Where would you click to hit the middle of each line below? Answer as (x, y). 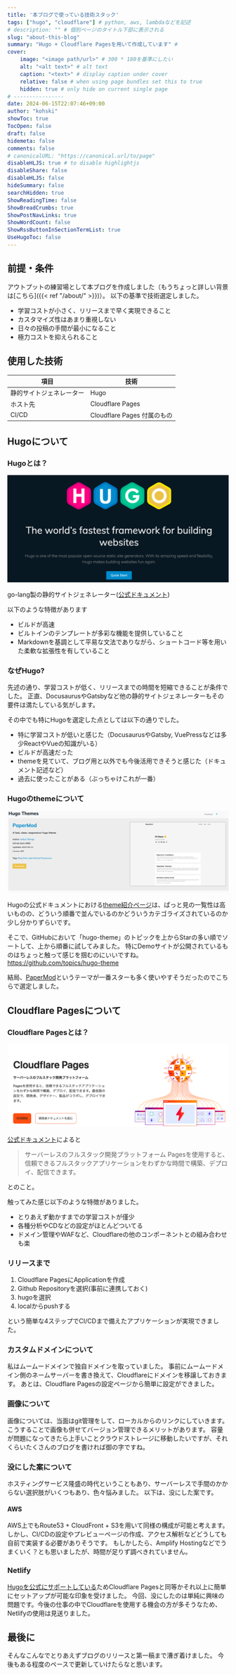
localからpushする (44, 1306)
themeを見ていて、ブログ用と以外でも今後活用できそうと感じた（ (113, 761)
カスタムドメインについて (50, 1350)
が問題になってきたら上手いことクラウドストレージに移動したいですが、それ (118, 1438)
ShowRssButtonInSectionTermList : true (64, 230)
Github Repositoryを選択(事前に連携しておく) (83, 1289)
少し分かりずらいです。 (41, 923)
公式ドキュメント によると (44, 1139)
